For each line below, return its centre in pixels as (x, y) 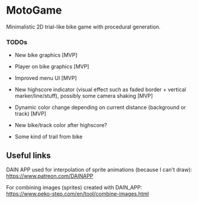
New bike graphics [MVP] (46, 55)
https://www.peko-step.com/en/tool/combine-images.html (78, 194)
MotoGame (34, 10)
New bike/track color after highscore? (61, 125)
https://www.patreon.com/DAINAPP (50, 176)
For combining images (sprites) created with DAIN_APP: (74, 188)
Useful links (29, 155)
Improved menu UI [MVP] (46, 78)
